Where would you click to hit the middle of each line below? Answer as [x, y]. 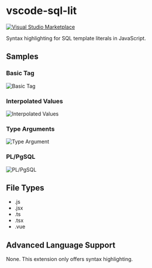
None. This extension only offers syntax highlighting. [70, 259]
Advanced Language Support [61, 245]
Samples [23, 57]
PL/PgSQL [21, 157]
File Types [25, 188]
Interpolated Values [34, 101]
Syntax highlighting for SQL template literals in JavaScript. [76, 38]
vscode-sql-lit [42, 11]
